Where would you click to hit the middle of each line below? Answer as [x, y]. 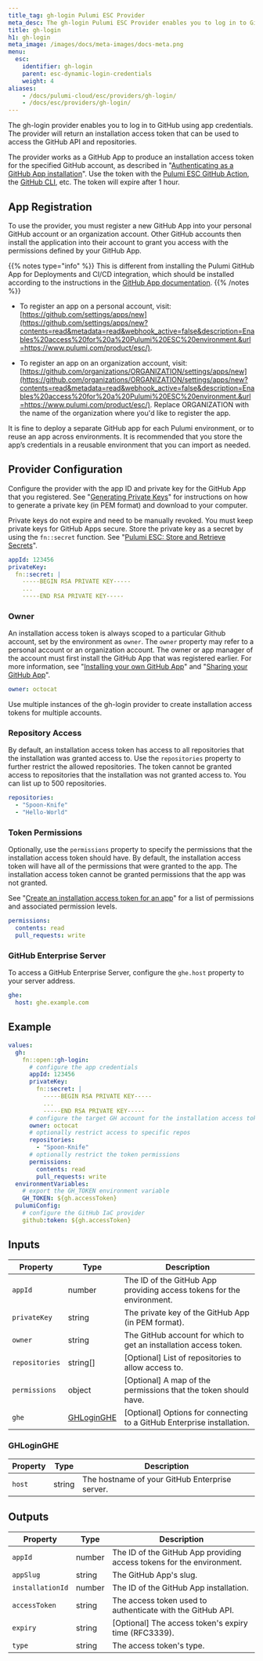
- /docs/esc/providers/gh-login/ [77, 103]
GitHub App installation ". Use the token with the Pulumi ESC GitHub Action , [129, 174]
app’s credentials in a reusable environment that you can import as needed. [130, 445]
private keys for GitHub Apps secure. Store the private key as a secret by [126, 528]
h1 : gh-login [29, 37]
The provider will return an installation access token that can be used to [124, 133]
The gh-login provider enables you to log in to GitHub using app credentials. [131, 126]
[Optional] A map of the [168, 1380]
